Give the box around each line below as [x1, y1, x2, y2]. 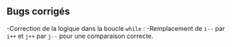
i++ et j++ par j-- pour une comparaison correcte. [6, 32, 153, 40]
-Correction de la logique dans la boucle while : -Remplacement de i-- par [6, 24, 226, 32]
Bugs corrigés [6, 6, 70, 18]
